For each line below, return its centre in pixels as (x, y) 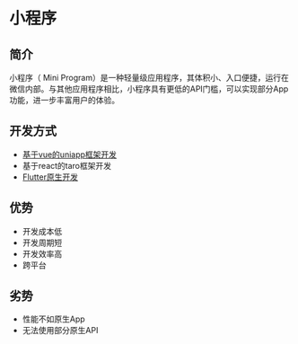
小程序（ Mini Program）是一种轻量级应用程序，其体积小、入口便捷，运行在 (149, 78)
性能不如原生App (53, 319)
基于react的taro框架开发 (67, 165)
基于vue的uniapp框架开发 (70, 154)
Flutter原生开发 (50, 177)
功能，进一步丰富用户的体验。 (64, 100)
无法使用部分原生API (60, 331)
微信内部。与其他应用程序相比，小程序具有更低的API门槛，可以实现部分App (149, 89)
